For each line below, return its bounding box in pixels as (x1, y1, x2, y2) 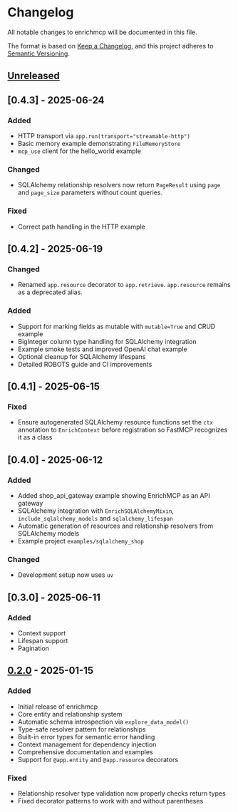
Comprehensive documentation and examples (17, 747, 153, 756)
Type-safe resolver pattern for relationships (17, 724, 146, 734)
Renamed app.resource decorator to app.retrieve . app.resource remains (17, 281, 231, 289)
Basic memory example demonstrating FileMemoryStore (17, 140, 181, 148)
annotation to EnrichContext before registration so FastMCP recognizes (17, 425, 228, 434)
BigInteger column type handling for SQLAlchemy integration (17, 337, 197, 345)
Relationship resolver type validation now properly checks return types (17, 788, 226, 798)
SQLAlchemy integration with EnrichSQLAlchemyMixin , (17, 506, 175, 515)
